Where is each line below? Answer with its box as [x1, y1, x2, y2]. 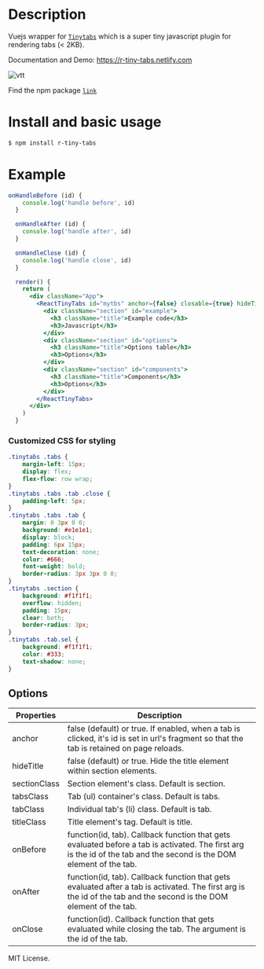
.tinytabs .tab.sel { [8, 636, 79, 644]
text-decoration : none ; [22, 548, 101, 556]
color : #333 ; [22, 650, 65, 658]
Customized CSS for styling [8, 435, 116, 446]
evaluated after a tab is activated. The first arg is [67, 882, 245, 893]
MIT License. [8, 953, 50, 963]
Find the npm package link [8, 85, 97, 95]
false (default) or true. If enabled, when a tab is [67, 723, 241, 734]
